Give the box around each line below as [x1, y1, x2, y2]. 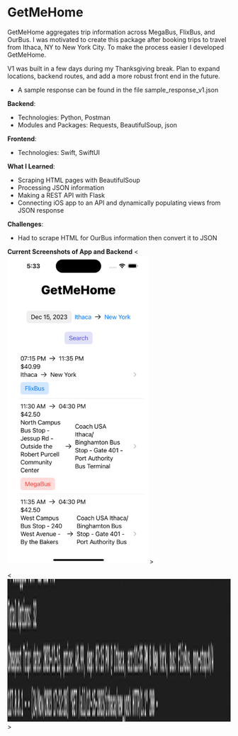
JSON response [17, 206, 64, 214]
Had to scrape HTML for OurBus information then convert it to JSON [17, 233, 217, 242]
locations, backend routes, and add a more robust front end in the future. [7, 72, 221, 80]
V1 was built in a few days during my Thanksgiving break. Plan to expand [7, 64, 220, 73]
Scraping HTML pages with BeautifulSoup [17, 176, 140, 184]
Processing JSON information [17, 183, 105, 192]
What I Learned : [7, 161, 55, 171]
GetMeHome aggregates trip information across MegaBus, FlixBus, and [7, 28, 215, 36]
